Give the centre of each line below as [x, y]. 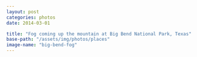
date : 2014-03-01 [28, 23]
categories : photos [31, 17]
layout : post [23, 12]
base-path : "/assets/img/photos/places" [58, 40]
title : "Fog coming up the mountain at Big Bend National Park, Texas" [99, 34]
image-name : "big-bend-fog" [42, 45]
